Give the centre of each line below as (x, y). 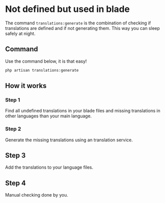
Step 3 (15, 155)
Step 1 (13, 100)
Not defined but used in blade (68, 9)
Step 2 (13, 129)
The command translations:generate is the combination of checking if (78, 23)
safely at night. (20, 33)
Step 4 (16, 183)
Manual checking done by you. (37, 195)
